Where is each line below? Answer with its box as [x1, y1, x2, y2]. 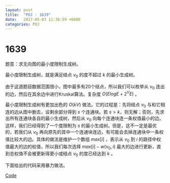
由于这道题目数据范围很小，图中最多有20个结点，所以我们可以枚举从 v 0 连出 [5, 83, 165, 90]
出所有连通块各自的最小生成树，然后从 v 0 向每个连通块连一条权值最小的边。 [5, 115, 164, 123]
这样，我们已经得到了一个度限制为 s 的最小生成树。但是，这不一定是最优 [5, 123, 157, 129]
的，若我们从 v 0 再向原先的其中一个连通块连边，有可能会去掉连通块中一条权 [5, 129, 164, 136]
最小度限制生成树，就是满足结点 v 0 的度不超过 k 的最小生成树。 [5, 72, 138, 79]
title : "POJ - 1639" [5, 12, 51, 17]
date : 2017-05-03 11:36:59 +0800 [5, 17, 81, 22]
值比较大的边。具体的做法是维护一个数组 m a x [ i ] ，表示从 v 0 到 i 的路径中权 [5, 136, 161, 143]
